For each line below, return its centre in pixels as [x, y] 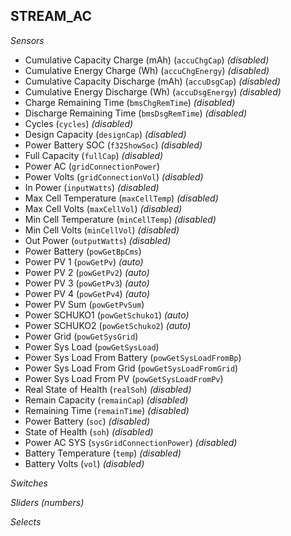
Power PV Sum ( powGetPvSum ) [84, 304]
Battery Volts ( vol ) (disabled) [84, 463]
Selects [26, 521]
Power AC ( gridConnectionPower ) [92, 166]
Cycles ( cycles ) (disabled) [79, 123]
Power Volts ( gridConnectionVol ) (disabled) [114, 176]
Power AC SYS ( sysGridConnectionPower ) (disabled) [131, 442]
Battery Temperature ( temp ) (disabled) [103, 453]
